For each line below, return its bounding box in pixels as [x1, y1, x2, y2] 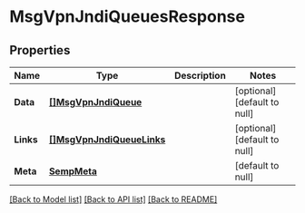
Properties [9, 43, 71, 58]
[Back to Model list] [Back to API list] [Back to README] [9, 194, 218, 205]
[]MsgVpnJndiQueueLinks [48, 133, 166, 146]
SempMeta [48, 165, 97, 178]
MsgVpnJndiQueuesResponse [9, 6, 245, 27]
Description [173, 70, 227, 82]
